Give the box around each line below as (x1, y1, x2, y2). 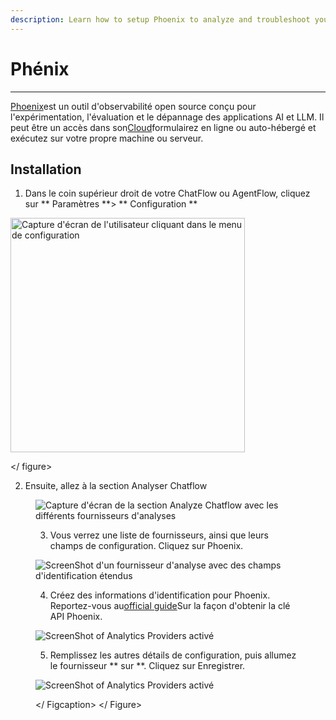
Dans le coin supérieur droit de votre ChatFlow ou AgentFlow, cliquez (24, 187, 311, 200)
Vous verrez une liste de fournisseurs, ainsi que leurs (49, 529, 269, 541)
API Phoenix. (49, 611, 103, 623)
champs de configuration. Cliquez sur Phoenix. (49, 540, 244, 552)
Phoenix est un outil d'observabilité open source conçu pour (10, 100, 257, 112)
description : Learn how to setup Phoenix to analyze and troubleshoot (10, 14, 311, 25)
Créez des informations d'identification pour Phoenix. (49, 589, 271, 601)
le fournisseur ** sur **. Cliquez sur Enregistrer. (49, 660, 246, 672)
